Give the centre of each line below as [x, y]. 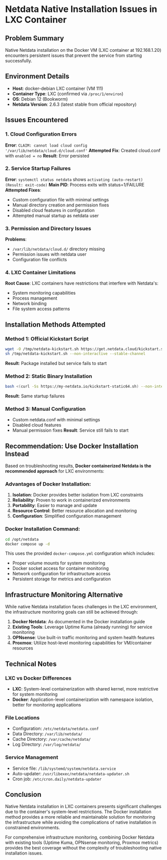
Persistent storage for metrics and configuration [61, 579]
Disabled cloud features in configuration [53, 210]
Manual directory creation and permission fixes [61, 205]
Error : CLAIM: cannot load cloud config [46, 145]
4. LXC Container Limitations [41, 273]
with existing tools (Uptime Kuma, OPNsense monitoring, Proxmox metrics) [82, 843]
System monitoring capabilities [44, 293]
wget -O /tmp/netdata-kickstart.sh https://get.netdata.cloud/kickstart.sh [85, 349]
